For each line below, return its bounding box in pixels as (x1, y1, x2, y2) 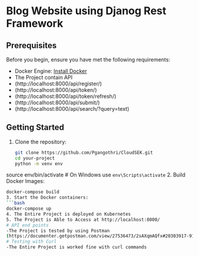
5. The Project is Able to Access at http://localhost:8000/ (6, 216, 161, 223)
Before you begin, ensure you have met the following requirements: (6, 56, 171, 63)
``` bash (6, 200, 25, 206)
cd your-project (14, 155, 55, 161)
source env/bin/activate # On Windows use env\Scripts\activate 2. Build (6, 171, 185, 178)
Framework (6, 17, 63, 30)
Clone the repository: (14, 138, 67, 145)
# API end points (6, 222, 49, 228)
